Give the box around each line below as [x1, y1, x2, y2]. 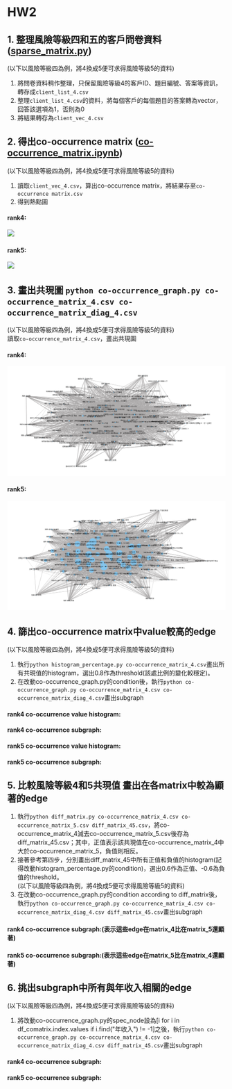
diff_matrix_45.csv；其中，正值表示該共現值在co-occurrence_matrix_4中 [17, 838, 224, 846]
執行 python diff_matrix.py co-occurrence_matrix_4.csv [17, 812, 179, 821]
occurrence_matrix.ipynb [7, 147, 120, 159]
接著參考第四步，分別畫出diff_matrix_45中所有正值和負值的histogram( [17, 855, 216, 864]
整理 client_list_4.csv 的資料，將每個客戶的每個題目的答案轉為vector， [17, 97, 222, 104]
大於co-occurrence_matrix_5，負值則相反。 [17, 847, 142, 855]
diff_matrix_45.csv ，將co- [91, 821, 170, 829]
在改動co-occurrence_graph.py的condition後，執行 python [17, 678, 182, 686]
